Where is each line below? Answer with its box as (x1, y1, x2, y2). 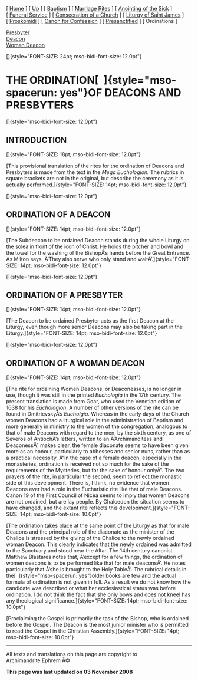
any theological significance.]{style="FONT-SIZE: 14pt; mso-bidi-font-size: (6, 597, 188, 604)
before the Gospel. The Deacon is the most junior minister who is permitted (6, 621, 189, 629)
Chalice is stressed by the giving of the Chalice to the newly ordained (6, 535, 175, 542)
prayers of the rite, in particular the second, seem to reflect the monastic (6, 473, 183, 480)
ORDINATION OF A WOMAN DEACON (6, 358, 146, 368)
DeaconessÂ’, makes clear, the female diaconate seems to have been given (6, 442, 189, 449)
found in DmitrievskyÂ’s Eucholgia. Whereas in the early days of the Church (6, 410, 190, 417)
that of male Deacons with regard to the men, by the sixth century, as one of (6, 429, 192, 436)
